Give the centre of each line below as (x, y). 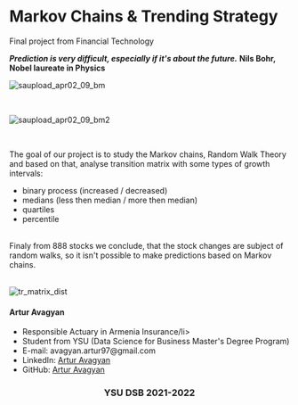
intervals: (26, 173)
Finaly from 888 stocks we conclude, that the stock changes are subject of (146, 245)
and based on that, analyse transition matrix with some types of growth (140, 163)
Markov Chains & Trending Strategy (144, 17)
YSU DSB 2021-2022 (149, 393)
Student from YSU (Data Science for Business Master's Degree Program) (156, 342)
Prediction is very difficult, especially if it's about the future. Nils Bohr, (142, 58)
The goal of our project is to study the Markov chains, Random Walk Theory (148, 154)
